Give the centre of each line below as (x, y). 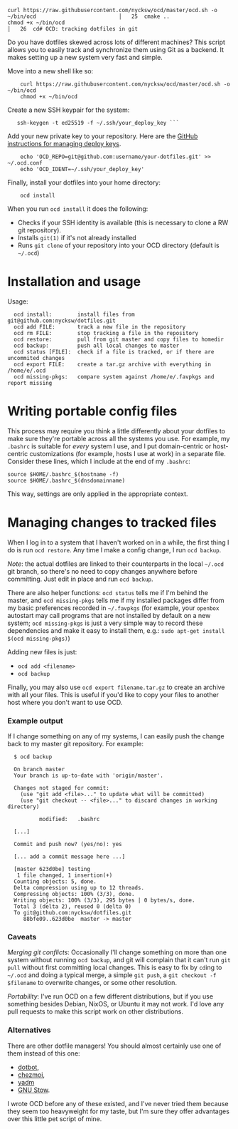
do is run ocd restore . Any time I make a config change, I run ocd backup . (114, 550)
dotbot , (28, 1067)
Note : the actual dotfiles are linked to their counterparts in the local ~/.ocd (115, 564)
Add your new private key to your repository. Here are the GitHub (103, 136)
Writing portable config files (92, 412)
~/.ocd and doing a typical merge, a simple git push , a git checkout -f (112, 975)
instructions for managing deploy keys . (64, 144)
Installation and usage (74, 282)
